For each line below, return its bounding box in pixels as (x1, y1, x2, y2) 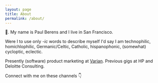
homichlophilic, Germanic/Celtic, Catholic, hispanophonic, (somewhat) (5, 44, 146, 50)
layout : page (5, 7, 32, 12)
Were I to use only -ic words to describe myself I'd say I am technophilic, (5, 39, 151, 44)
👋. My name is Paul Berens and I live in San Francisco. (5, 29, 113, 35)
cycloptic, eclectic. (5, 49, 43, 55)
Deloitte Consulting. (5, 63, 45, 69)
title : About (5, 12, 32, 16)
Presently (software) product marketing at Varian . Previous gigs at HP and (5, 58, 153, 64)
